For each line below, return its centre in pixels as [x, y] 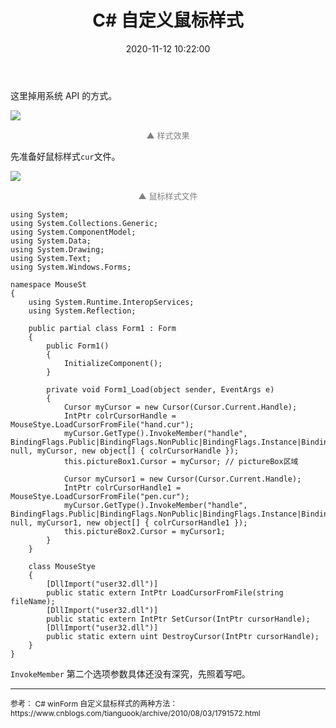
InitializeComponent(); [113, 363]
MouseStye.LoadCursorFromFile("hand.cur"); [102, 424]
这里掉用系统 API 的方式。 [64, 95]
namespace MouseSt [48, 284]
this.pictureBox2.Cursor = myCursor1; [144, 531]
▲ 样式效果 [168, 135]
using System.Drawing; [57, 249]
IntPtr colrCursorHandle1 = [122, 487]
